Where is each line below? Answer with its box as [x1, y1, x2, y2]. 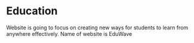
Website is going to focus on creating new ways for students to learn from [6, 24, 189, 31]
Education [6, 4, 58, 18]
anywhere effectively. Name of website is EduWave [6, 30, 133, 37]
